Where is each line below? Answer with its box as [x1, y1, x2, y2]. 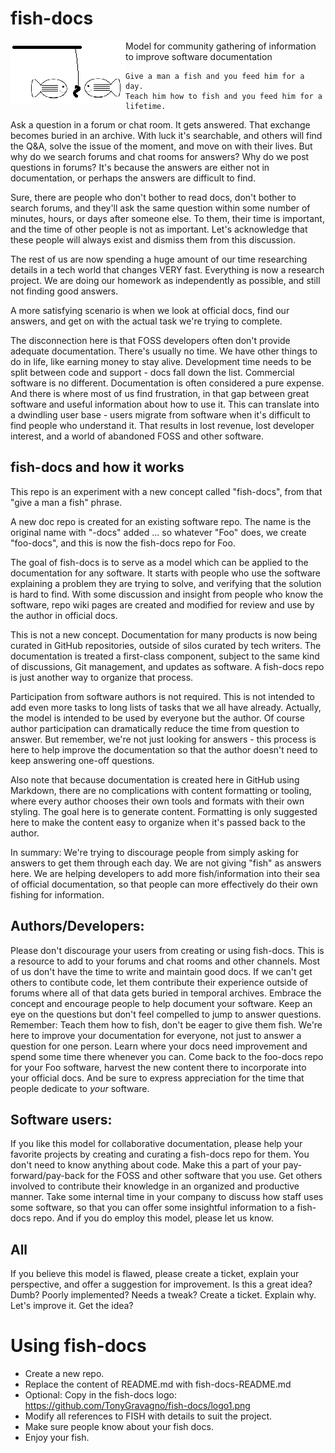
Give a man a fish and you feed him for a [125, 71, 305, 81]
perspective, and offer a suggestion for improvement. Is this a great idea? [10, 1278, 313, 1291]
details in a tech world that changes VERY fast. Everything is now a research [10, 263, 325, 276]
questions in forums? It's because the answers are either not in [10, 161, 270, 173]
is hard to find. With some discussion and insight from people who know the [10, 588, 324, 600]
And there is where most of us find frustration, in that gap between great [10, 387, 310, 399]
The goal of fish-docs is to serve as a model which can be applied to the [10, 556, 309, 568]
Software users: [10, 1111, 113, 1128]
